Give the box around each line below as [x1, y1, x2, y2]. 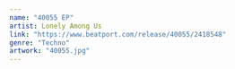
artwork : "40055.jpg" [9, 47, 91, 56]
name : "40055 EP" [9, 13, 74, 22]
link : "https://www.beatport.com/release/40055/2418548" [9, 30, 227, 39]
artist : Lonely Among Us [9, 22, 102, 30]
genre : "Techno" [9, 38, 70, 47]
